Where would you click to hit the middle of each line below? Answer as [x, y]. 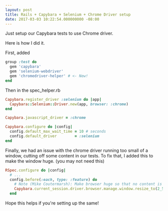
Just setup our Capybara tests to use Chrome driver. [59, 34]
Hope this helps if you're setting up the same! [52, 203]
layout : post [19, 10]
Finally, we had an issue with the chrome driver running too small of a [77, 150]
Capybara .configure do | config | [39, 127]
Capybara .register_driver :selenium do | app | [53, 99]
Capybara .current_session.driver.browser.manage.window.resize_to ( [86, 189]
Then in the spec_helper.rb [33, 90]
